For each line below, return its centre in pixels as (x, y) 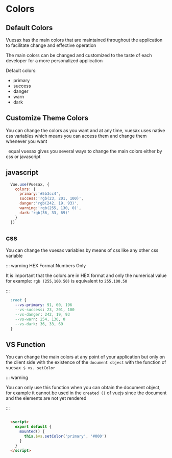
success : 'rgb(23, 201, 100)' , (51, 199)
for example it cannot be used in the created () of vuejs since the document (86, 393)
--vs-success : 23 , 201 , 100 (45, 310)
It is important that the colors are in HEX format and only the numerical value (86, 275)
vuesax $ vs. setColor (31, 368)
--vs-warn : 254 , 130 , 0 (40, 319)
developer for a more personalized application (54, 61)
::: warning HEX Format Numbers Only (46, 266)
